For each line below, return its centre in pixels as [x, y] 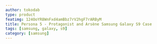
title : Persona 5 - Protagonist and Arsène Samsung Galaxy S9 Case [79, 24]
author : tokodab [23, 10]
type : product [20, 15]
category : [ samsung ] [27, 33]
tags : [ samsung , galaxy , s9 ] [36, 29]
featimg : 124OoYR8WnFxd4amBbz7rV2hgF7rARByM [53, 19]
